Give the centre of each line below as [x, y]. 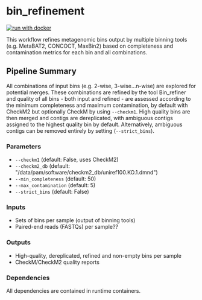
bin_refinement [46, 11]
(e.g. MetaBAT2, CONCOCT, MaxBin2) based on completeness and [90, 46]
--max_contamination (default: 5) [55, 185]
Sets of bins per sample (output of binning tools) [75, 220]
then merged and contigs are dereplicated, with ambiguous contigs [90, 118]
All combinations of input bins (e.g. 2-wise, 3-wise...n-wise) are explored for [101, 86]
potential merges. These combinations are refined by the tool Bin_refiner [96, 92]
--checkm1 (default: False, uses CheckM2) [67, 160]
